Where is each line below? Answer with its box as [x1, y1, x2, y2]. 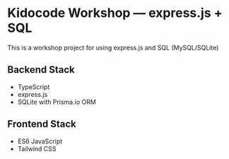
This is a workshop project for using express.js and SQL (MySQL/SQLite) [7, 43, 219, 52]
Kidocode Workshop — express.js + [7, 5, 223, 21]
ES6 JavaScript [17, 136, 63, 146]
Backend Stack [7, 64, 76, 76]
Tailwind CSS [17, 144, 57, 153]
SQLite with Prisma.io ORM [17, 98, 97, 106]
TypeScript [17, 83, 50, 91]
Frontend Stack [7, 118, 76, 130]
